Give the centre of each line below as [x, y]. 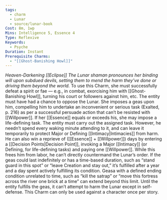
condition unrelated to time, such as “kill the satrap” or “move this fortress [81, 176]
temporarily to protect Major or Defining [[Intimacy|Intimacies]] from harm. [82, 133]
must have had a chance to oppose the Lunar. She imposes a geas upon [80, 102]
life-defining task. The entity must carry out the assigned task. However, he [83, 123]
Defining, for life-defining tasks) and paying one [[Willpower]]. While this [80, 149]
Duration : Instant [24, 51]
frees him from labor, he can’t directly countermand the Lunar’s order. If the [83, 155]
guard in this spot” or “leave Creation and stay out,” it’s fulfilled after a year [82, 165]
